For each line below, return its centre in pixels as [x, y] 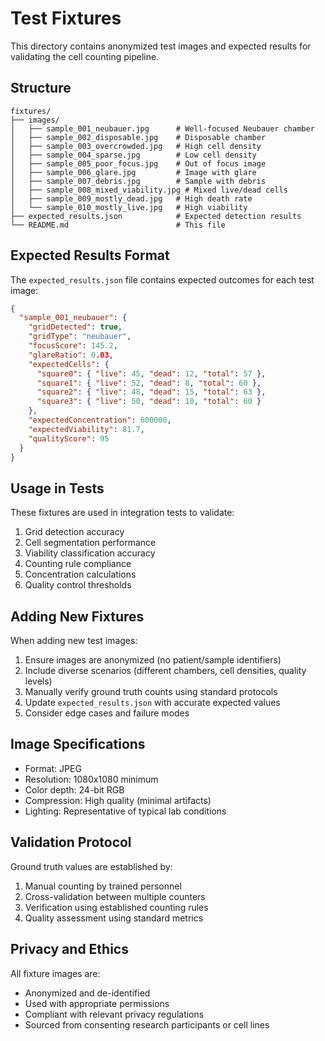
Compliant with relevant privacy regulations [114, 1014]
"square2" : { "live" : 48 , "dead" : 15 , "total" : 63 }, [151, 392]
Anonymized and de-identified [87, 993]
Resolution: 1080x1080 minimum [91, 779]
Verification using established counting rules [116, 907]
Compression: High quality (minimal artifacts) [118, 800]
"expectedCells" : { [69, 364]
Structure [41, 88]
